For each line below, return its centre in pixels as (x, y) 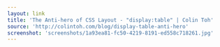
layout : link (26, 13)
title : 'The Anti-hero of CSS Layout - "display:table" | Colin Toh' (111, 20)
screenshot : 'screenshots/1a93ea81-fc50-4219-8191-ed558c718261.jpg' (111, 33)
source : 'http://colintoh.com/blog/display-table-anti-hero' (98, 26)
